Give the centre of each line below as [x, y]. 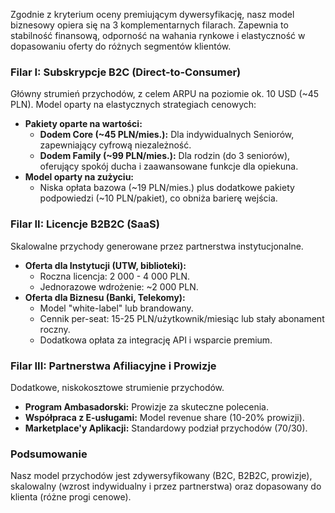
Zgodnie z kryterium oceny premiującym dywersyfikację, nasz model [152, 14]
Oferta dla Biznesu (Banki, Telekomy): [105, 297]
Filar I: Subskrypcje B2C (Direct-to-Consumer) [126, 72]
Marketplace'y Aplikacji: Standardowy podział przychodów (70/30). [166, 428]
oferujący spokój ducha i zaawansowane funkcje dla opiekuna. [169, 166]
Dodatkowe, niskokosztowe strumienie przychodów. [117, 387]
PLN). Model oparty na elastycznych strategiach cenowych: [133, 105]
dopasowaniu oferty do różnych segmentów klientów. [121, 46]
